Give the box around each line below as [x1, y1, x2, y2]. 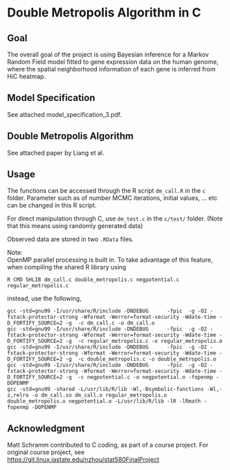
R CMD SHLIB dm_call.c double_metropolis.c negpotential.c [7, 276, 180, 283]
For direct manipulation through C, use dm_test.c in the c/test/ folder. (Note [7, 214, 223, 223]
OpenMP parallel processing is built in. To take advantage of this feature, [7, 256, 214, 264]
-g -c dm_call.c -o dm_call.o [65, 320, 155, 327]
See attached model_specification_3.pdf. [7, 110, 122, 118]
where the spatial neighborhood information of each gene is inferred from [7, 65, 216, 73]
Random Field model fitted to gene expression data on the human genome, [7, 58, 219, 66]
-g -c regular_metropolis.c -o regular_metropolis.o [65, 338, 223, 345]
